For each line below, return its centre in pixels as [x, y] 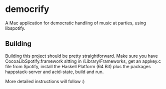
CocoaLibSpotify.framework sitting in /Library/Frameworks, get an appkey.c [83, 61]
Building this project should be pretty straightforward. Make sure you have [82, 56]
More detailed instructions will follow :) [45, 81]
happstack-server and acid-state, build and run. [54, 72]
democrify [27, 9]
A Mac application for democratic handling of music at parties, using [76, 23]
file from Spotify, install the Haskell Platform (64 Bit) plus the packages [78, 66]
